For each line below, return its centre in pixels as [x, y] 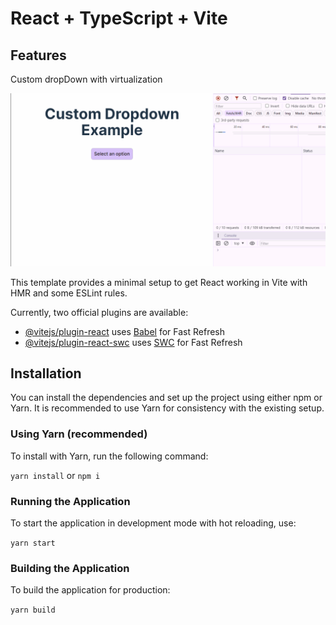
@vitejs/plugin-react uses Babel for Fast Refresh [125, 331]
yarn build [33, 610]
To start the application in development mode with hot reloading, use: [153, 523]
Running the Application [70, 501]
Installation [46, 373]
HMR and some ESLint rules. [69, 293]
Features [38, 55]
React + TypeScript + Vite [119, 18]
